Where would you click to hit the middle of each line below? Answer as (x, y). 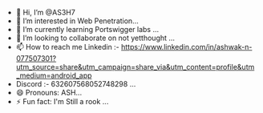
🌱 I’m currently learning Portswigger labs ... (87, 29)
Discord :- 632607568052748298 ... (76, 84)
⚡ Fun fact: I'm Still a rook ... (62, 101)
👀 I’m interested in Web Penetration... (77, 21)
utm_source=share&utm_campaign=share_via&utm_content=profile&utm (135, 67)
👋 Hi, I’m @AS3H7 (46, 12)
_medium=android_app (54, 75)
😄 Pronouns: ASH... (49, 93)
